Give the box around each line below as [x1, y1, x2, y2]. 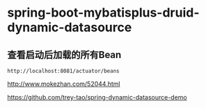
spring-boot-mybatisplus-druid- [7, 5, 200, 21]
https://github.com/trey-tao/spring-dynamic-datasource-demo [7, 93, 187, 101]
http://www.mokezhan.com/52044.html [7, 80, 120, 88]
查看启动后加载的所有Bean [7, 48, 122, 60]
